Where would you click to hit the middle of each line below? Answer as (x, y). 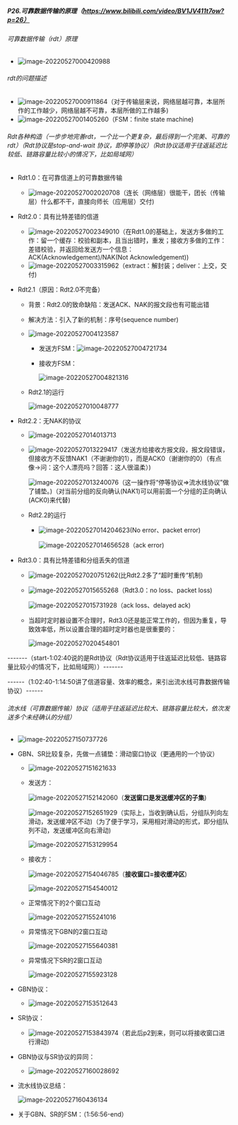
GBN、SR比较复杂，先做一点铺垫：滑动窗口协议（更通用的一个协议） (118, 754)
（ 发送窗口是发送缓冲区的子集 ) (162, 798)
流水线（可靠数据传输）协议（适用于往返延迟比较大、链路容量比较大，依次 (115, 708)
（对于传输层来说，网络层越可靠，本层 (163, 101)
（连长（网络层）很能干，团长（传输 (172, 192)
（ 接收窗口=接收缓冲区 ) (153, 875)
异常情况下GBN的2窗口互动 (68, 932)
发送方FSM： (58, 348)
